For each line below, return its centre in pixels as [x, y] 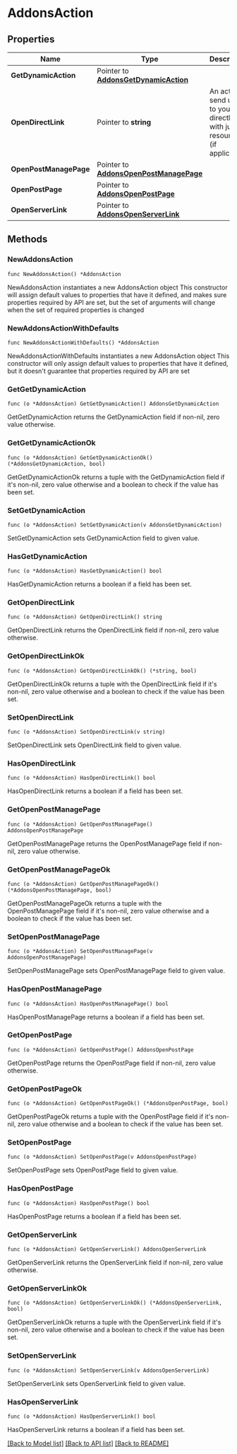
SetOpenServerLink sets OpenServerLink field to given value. [96, 1383]
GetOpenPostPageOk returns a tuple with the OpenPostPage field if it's [110, 1117]
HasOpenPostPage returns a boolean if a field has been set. [94, 1216]
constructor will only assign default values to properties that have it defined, [118, 363]
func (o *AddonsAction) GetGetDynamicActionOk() [80, 458]
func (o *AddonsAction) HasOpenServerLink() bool [82, 1417]
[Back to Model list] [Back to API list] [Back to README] [88, 1443]
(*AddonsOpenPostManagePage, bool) [60, 890]
